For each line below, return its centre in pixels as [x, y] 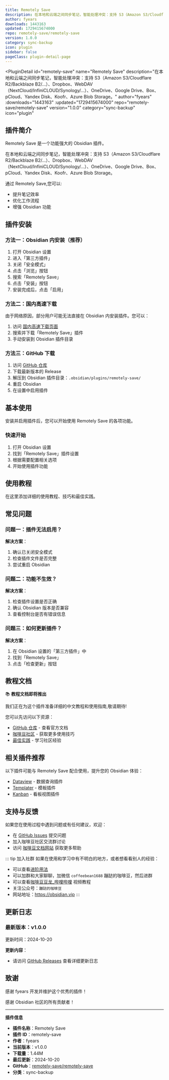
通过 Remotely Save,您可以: [33, 184]
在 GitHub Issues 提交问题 [39, 835]
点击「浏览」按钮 [30, 270]
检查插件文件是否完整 [34, 558]
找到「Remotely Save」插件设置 [46, 453]
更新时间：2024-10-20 [29, 939]
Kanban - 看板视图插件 [36, 794]
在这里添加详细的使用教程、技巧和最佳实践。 [52, 496]
